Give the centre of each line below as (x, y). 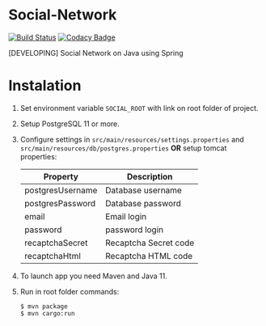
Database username (143, 190)
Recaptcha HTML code (149, 256)
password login (134, 230)
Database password (143, 203)
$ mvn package (44, 306)
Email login (126, 216)
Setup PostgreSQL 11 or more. (70, 124)
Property (61, 176)
